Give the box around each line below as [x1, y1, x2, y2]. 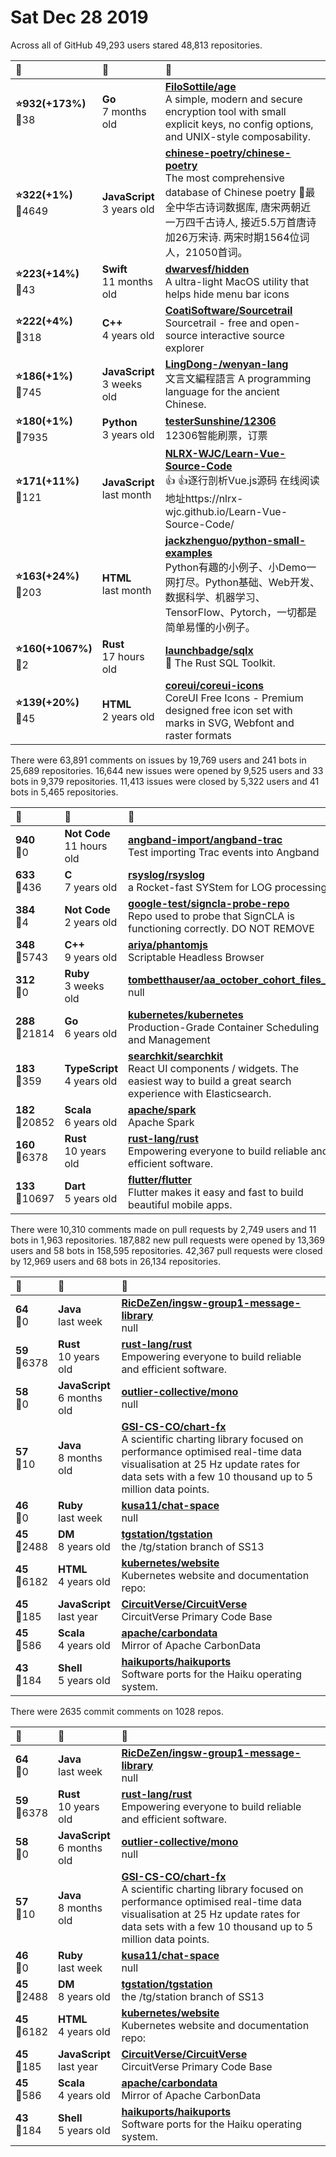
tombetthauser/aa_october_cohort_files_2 [128, 972, 333, 986]
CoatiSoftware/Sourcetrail [164, 303, 293, 317]
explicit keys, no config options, [164, 117, 314, 131]
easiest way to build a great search [128, 1074, 292, 1088]
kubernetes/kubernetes [128, 1007, 244, 1021]
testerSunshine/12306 [164, 414, 277, 428]
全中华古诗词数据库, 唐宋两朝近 [164, 200, 312, 214]
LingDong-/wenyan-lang [164, 357, 289, 371]
